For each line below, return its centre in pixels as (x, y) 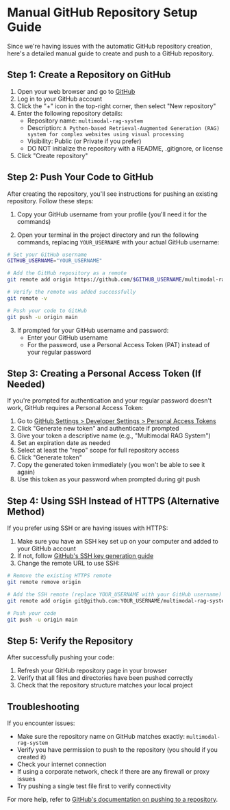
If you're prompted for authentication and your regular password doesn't (110, 401)
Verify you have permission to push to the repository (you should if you (117, 750)
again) (26, 472)
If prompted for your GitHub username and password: (93, 330)
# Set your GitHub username (47, 255)
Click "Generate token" (49, 457)
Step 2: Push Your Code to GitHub (80, 177)
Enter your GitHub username (67, 338)
